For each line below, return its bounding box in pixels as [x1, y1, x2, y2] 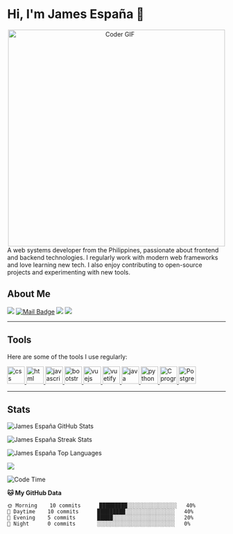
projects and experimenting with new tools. [7, 268, 130, 276]
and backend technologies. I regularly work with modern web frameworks [7, 253, 218, 261]
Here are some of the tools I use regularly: [7, 352, 128, 361]
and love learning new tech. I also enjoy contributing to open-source [7, 260, 202, 269]
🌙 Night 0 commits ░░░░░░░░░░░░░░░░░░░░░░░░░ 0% [7, 520, 191, 528]
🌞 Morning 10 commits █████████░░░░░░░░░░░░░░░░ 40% [7, 502, 196, 509]
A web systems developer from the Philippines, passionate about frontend [7, 246, 219, 254]
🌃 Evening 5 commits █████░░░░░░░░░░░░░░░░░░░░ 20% [7, 515, 194, 522]
